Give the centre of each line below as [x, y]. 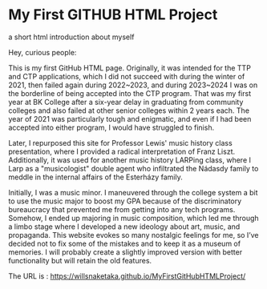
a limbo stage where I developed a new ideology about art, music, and [124, 227]
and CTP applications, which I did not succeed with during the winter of [127, 76]
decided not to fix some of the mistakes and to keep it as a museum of [125, 243]
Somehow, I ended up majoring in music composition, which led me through [133, 218]
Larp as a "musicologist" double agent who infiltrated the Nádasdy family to [133, 168]
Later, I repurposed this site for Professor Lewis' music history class [120, 142]
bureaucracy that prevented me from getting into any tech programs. [122, 209]
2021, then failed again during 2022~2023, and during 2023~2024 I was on [133, 85]
